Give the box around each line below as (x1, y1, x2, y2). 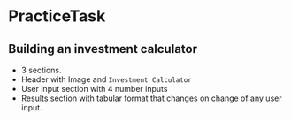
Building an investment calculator (8, 42, 198, 57)
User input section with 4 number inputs (20, 84, 168, 94)
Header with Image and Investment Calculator (20, 74, 192, 85)
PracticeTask (8, 6, 106, 26)
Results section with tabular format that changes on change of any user (20, 93, 282, 103)
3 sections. (20, 64, 62, 75)
